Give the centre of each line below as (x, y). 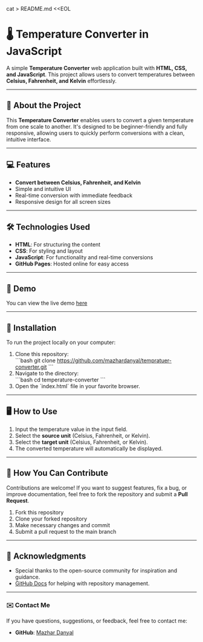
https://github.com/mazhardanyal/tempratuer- (114, 360)
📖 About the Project (44, 105)
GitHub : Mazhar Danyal (44, 632)
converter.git (31, 367)
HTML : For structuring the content (58, 245)
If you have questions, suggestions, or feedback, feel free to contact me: (97, 621)
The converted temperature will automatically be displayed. (89, 448)
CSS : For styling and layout (49, 251)
